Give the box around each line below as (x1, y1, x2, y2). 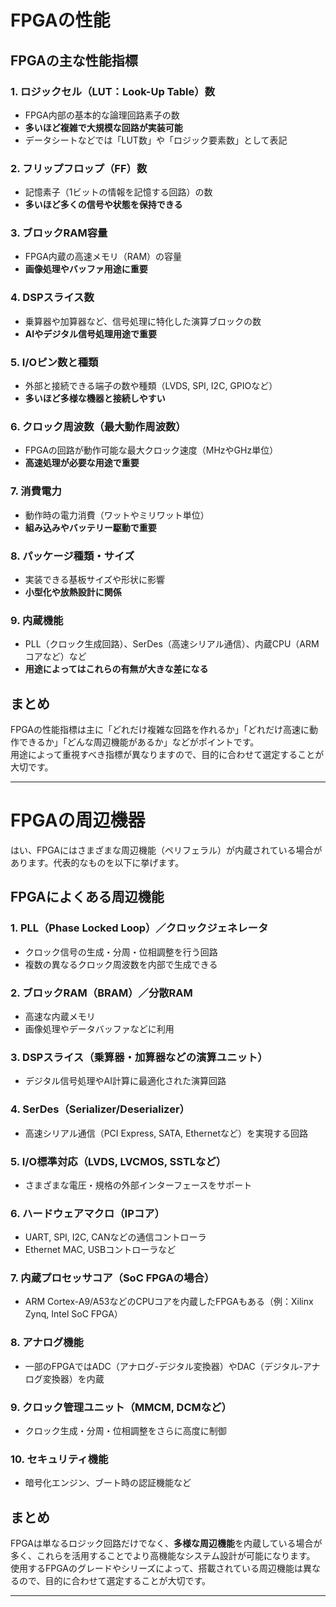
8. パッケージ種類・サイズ (10, 549, 135, 563)
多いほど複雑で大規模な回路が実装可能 (24, 121, 183, 133)
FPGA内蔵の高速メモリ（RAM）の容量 (24, 251, 183, 263)
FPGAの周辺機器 (10, 809, 146, 832)
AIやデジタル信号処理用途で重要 (24, 327, 157, 340)
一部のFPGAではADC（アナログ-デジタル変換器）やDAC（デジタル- (24, 1360, 303, 1372)
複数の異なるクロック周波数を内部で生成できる (24, 958, 218, 970)
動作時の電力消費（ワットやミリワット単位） (24, 509, 210, 521)
